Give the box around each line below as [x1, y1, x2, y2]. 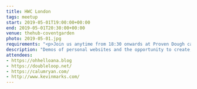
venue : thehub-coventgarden [6, 30, 75, 36]
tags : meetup [6, 14, 38, 20]
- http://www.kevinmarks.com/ [6, 74, 80, 80]
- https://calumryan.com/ [6, 69, 69, 74]
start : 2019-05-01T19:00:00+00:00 [6, 19, 91, 25]
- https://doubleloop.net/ [6, 63, 72, 69]
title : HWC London [6, 8, 51, 15]
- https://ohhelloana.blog [6, 57, 72, 63]
